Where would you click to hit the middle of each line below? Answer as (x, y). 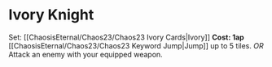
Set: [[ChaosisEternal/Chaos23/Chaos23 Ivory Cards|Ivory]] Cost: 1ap (126, 37)
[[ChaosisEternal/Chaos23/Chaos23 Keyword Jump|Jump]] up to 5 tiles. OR (136, 45)
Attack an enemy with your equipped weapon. (86, 54)
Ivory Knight (51, 15)
